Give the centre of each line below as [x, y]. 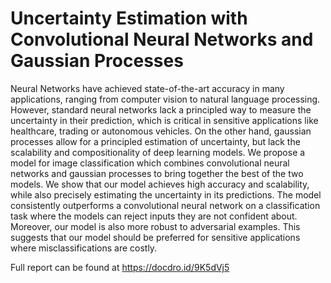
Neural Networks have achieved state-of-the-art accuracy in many [147, 88]
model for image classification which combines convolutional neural [150, 163]
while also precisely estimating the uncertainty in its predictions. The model [166, 194]
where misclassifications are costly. [84, 248]
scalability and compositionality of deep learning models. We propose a [158, 152]
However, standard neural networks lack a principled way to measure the [161, 109]
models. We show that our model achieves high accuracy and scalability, [160, 184]
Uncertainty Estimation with [129, 18]
